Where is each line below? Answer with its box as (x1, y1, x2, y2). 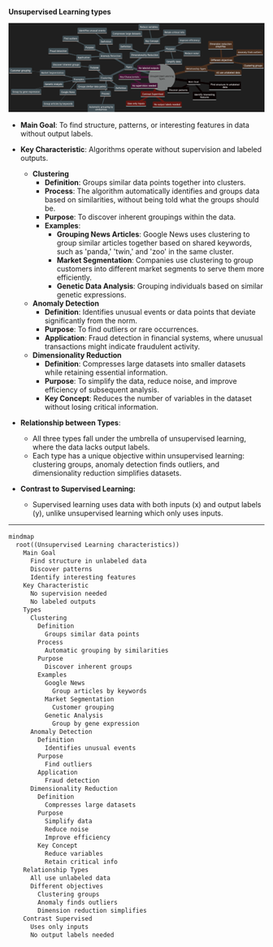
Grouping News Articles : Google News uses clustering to (56, 229, 250, 239)
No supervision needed (29, 589, 107, 597)
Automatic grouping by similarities (44, 646, 169, 654)
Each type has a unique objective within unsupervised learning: (32, 450, 245, 460)
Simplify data (44, 817, 93, 825)
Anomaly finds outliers (37, 898, 118, 906)
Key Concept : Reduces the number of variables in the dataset (44, 393, 252, 403)
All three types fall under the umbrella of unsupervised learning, (32, 433, 246, 443)
